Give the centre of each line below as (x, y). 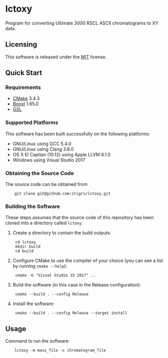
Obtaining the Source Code (40, 173)
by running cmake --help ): (40, 266)
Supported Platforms (32, 123)
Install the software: (33, 304)
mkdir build (28, 247)
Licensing (21, 45)
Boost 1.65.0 (26, 104)
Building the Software (33, 206)
